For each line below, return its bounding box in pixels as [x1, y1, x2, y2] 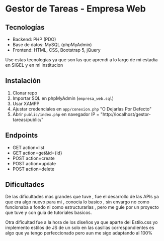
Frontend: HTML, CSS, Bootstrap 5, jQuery [12, 47, 101, 53]
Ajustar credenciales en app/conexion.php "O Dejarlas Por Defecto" [12, 106, 152, 112]
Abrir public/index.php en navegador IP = [12, 111, 100, 117]
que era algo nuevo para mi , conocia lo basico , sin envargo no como [5, 199, 150, 205]
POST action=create [12, 155, 55, 161]
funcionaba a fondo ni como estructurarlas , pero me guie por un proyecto [5, 204, 159, 210]
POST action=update [12, 160, 56, 166]
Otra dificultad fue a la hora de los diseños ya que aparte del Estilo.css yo [5, 219, 158, 225]
